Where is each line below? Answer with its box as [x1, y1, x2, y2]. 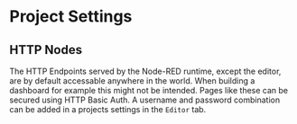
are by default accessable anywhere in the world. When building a [9, 75, 255, 86]
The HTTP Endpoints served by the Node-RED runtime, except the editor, [9, 66, 282, 76]
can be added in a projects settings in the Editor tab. [9, 104, 207, 114]
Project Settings [9, 6, 133, 27]
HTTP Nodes [9, 42, 83, 58]
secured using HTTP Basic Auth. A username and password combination [9, 94, 281, 105]
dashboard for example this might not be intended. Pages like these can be [9, 85, 289, 95]
